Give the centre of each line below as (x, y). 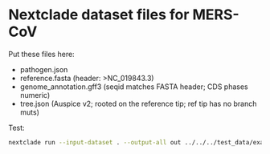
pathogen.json (44, 69)
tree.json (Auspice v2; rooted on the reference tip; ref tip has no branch (138, 103)
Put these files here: (41, 54)
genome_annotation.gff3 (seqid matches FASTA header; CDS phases (134, 87)
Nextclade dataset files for (99, 15)
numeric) (35, 95)
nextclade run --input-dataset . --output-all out (95, 142)
